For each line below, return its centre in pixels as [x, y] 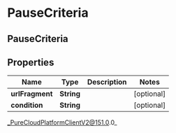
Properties [31, 62]
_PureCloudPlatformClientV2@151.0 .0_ [62, 122]
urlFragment [32, 94]
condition [27, 105]
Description [107, 82]
